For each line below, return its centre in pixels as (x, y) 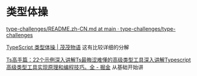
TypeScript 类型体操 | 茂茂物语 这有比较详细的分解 (68, 47)
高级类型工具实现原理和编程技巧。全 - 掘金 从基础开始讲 (75, 67)
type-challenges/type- (148, 29)
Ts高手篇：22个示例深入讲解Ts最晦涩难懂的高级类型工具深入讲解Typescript (98, 60)
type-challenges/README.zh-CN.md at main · (62, 29)
